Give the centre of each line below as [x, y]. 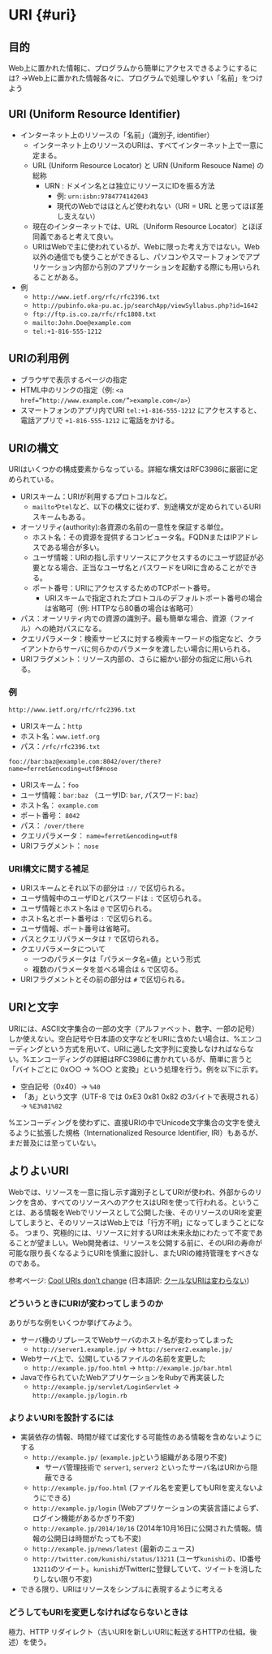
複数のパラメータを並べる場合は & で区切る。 [107, 969]
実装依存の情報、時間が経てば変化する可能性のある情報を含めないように [141, 1437]
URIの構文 [34, 448]
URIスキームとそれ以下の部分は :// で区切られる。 [104, 888]
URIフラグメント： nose [59, 846]
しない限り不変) [66, 1579]
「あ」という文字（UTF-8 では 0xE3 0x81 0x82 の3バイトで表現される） [141, 1096]
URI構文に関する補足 [49, 868]
